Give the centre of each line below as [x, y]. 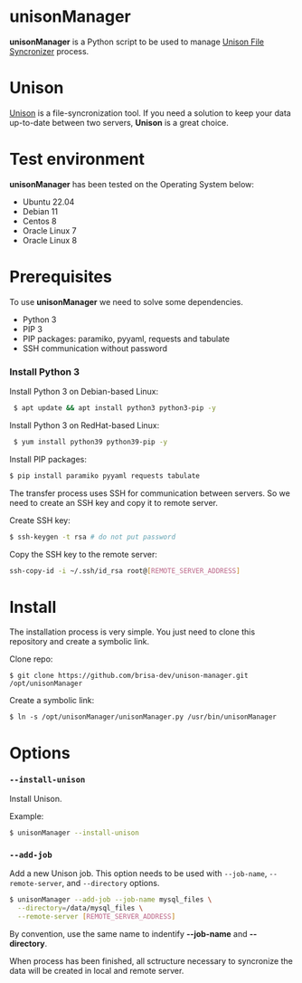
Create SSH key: [40, 520]
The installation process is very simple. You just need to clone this [132, 632]
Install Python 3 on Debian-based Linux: [84, 392]
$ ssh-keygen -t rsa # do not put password [93, 537]
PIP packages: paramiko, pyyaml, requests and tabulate [126, 339]
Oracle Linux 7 [49, 230]
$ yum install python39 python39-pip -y [90, 442]
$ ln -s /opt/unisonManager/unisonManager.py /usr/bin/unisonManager [143, 717]
